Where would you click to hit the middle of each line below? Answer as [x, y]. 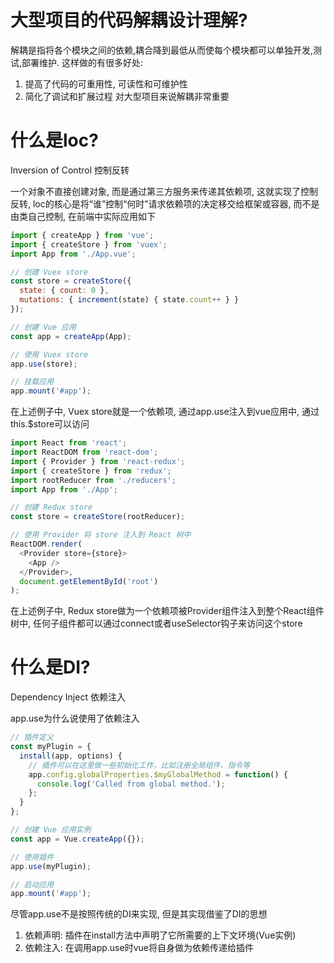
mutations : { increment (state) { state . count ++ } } [129, 300]
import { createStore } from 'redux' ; [91, 471]
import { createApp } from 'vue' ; [82, 235]
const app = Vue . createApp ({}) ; [77, 839]
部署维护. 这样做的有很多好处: [82, 62]
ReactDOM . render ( [46, 544]
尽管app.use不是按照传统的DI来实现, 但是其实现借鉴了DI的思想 [139, 914]
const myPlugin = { [51, 747]
